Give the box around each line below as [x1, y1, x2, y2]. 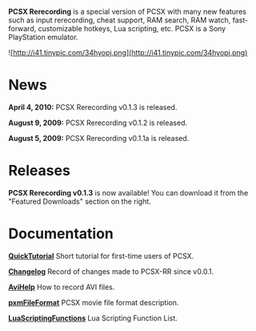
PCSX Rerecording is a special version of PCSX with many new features [8, 7, 246, 16]
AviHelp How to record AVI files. [8, 282, 115, 292]
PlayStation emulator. [8, 32, 78, 42]
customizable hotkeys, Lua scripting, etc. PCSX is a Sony [38, 24, 226, 33]
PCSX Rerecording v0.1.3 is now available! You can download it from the [8, 188, 249, 197]
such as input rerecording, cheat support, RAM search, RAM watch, [8, 15, 231, 25]
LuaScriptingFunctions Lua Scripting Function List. [8, 313, 178, 323]
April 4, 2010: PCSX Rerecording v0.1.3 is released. [8, 102, 178, 111]
